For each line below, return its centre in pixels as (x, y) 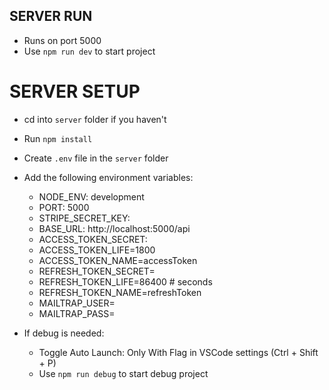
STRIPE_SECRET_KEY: (84, 218)
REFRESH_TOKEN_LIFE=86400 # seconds (125, 281)
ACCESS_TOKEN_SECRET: (93, 239)
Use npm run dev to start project (89, 51)
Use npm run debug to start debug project (123, 373)
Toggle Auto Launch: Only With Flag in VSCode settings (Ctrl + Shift (178, 352)
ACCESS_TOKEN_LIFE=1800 (97, 250)
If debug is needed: (64, 333)
